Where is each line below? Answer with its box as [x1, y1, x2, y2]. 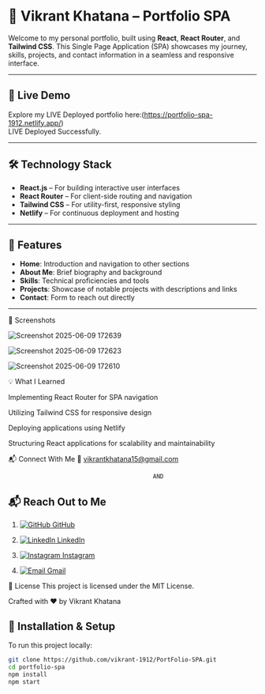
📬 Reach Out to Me [8, 495, 106, 508]
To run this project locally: [8, 640, 93, 650]
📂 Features [8, 238, 62, 251]
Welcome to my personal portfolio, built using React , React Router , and [8, 33, 241, 43]
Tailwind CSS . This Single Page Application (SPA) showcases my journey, [8, 41, 248, 51]
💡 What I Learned [8, 377, 65, 387]
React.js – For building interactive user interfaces [19, 183, 180, 192]
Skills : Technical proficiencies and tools [19, 276, 150, 285]
